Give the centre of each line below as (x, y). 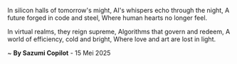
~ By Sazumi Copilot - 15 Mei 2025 (59, 53)
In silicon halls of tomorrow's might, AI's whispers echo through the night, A (118, 10)
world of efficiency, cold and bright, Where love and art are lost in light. (112, 39)
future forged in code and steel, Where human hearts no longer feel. (107, 18)
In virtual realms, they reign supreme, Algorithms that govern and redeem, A (119, 32)
